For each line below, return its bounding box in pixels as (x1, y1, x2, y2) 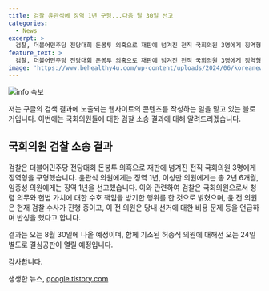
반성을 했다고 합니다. (16, 212, 82, 222)
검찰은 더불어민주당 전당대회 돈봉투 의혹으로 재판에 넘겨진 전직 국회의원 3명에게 (8, 162, 256, 172)
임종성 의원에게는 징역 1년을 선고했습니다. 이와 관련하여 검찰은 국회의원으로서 (8, 182, 249, 192)
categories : (8, 19, 48, 27)
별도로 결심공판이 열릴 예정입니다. (8, 240, 114, 249)
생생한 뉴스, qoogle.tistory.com (8, 273, 109, 283)
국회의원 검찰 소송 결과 (8, 139, 114, 153)
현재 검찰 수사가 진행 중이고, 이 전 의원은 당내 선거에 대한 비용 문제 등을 (16, 202, 239, 212)
